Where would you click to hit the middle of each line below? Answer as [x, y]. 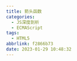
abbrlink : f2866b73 [30, 44]
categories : [20, 17]
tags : [13, 33]
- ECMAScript [27, 28]
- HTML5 [21, 38]
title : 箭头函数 [24, 11]
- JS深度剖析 [25, 22]
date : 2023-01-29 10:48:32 [39, 49]
